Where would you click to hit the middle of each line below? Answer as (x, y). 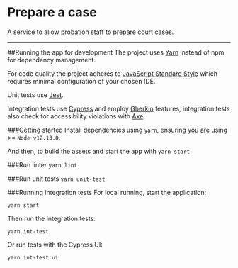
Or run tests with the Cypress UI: (55, 245)
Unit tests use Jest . (35, 95)
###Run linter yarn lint (42, 164)
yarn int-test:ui (33, 257)
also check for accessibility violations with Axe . (76, 116)
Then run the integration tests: (51, 218)
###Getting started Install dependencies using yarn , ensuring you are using (118, 130)
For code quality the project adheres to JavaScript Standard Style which (113, 73)
